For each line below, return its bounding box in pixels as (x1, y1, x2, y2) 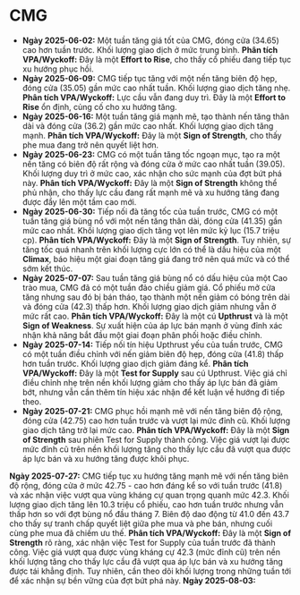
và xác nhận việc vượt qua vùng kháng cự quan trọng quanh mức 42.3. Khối (9, 489, 289, 500)
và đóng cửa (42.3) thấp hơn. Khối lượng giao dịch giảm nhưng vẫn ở (21, 301, 277, 311)
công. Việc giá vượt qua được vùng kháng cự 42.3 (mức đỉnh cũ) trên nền (9, 547, 280, 557)
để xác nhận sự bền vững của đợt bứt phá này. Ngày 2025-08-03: (9, 574, 256, 586)
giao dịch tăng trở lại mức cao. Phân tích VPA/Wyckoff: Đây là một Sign (21, 424, 290, 435)
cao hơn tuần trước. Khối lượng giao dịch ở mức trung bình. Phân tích (21, 44, 279, 55)
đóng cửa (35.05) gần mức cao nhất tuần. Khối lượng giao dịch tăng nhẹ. (21, 82, 291, 93)
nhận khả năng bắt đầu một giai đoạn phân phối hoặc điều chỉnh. (21, 329, 262, 340)
